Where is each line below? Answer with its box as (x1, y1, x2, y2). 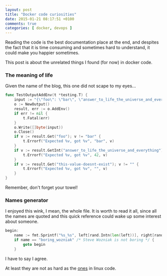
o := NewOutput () (14, 102, 50, 107)
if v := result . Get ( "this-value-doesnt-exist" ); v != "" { (14, 162, 139, 166)
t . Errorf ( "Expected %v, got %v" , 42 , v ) (23, 152, 108, 158)
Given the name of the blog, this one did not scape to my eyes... (5, 83, 136, 89)
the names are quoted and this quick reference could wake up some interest (5, 214, 162, 220)
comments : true (5, 21, 37, 26)
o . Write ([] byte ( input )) (14, 125, 64, 130)
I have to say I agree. (5, 256, 48, 262)
